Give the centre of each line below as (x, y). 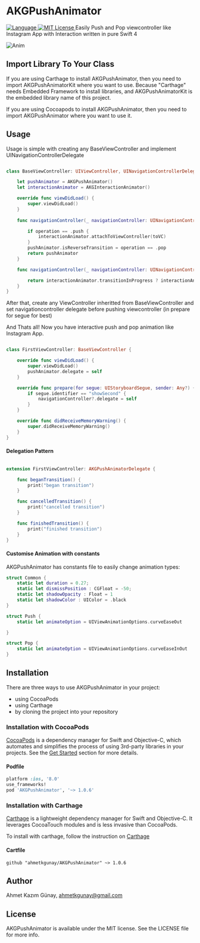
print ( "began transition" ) (61, 485)
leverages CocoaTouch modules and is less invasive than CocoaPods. (92, 825)
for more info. (23, 935)
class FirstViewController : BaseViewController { (69, 350)
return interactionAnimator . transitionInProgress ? (93, 281)
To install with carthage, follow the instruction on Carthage (78, 836)
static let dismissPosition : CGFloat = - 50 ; (74, 589)
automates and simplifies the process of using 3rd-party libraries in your (95, 747)
